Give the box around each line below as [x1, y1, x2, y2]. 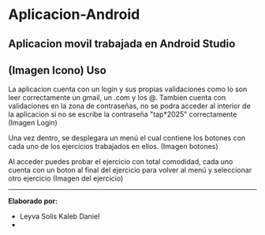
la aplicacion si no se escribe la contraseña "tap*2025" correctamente [8, 110, 237, 119]
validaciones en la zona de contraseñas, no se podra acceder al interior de [8, 101, 251, 111]
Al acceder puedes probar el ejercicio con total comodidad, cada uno [8, 157, 233, 166]
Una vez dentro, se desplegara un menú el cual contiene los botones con [8, 133, 246, 143]
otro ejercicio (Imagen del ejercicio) [8, 173, 124, 183]
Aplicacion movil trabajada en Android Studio [8, 37, 236, 50]
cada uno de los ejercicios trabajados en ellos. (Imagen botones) [8, 142, 218, 151]
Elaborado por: [8, 196, 58, 206]
